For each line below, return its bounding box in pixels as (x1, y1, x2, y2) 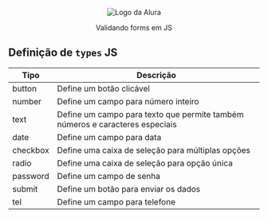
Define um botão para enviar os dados (57, 183, 201, 194)
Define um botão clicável (57, 83, 150, 94)
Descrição (136, 69, 177, 80)
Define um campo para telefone (57, 196, 175, 207)
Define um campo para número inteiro (57, 95, 199, 107)
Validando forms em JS (95, 23, 173, 32)
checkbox (12, 144, 49, 155)
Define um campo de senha (57, 170, 161, 181)
